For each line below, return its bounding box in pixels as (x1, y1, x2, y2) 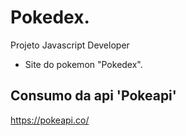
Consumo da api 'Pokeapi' (10, 87, 177, 105)
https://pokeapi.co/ (10, 114, 90, 126)
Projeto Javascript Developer (10, 39, 130, 51)
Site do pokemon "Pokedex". (24, 58, 143, 70)
